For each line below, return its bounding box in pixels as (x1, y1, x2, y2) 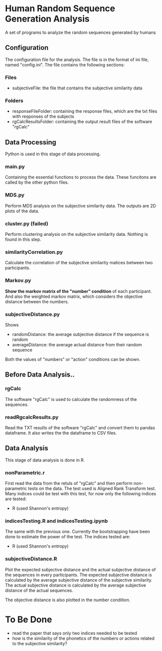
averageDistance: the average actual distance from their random (12, 341, 142, 347)
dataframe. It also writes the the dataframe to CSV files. (5, 430, 117, 436)
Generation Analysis (5, 13, 90, 24)
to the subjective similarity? (12, 640, 67, 646)
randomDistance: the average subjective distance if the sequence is (12, 331, 149, 337)
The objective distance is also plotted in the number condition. (5, 597, 131, 603)
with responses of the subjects (12, 113, 75, 120)
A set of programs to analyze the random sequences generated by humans (5, 29, 156, 35)
